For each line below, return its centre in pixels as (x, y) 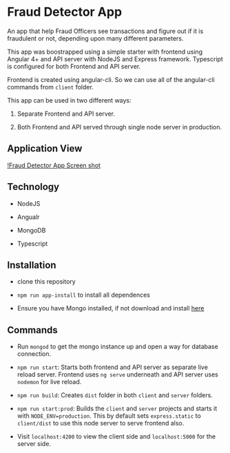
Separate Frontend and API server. (66, 114)
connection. (34, 354)
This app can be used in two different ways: (70, 100)
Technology (33, 187)
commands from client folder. (51, 87)
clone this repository (46, 282)
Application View (45, 149)
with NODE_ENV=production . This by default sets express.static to (109, 416)
